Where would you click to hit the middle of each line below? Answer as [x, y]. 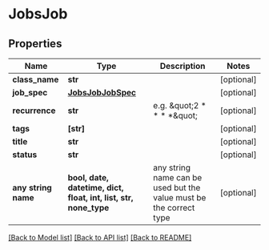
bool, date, [88, 177]
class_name [36, 79]
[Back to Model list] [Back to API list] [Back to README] [100, 238]
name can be [178, 177]
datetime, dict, [96, 187]
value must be [180, 198]
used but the [177, 187]
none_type [88, 208]
